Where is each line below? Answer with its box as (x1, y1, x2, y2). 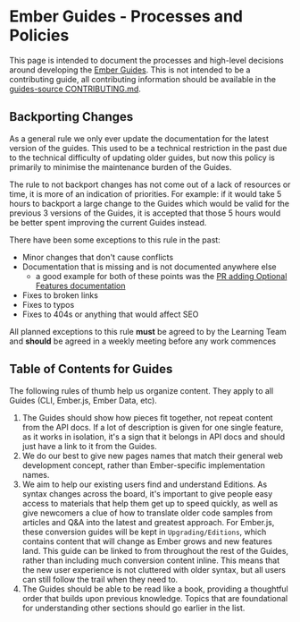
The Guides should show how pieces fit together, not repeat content (21, 412, 274, 422)
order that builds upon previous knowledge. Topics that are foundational (21, 592, 288, 603)
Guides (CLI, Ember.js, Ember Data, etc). (9, 395, 158, 405)
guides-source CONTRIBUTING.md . (9, 83, 141, 94)
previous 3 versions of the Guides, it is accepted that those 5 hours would (9, 208, 281, 218)
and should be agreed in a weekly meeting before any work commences (9, 336, 277, 346)
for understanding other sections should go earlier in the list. (21, 602, 246, 613)
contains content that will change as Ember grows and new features (21, 535, 272, 547)
